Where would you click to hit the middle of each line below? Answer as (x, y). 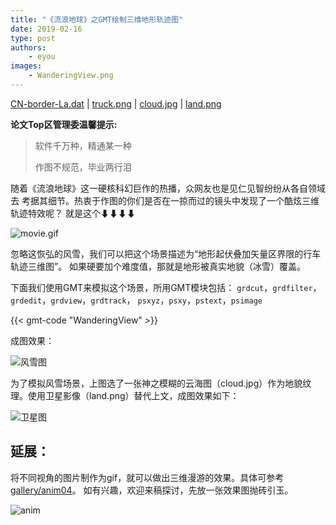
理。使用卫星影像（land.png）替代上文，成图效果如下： (125, 395)
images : (26, 66)
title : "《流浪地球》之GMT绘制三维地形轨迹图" (97, 19)
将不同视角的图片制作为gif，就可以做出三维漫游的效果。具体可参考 (147, 477)
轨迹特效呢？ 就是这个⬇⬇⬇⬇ (73, 213)
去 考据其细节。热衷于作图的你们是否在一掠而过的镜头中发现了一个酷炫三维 (165, 200)
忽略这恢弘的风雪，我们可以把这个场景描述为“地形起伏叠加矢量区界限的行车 (166, 253)
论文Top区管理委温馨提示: (64, 124)
